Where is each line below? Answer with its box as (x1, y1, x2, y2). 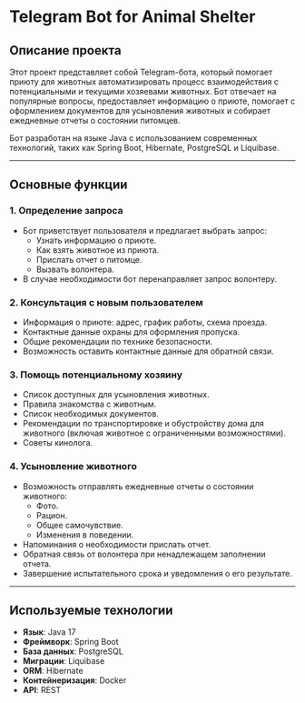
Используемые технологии (9, 602, 173, 618)
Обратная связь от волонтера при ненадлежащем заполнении (22, 548, 266, 559)
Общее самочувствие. (35, 519, 124, 530)
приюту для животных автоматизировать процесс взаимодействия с (9, 76, 280, 87)
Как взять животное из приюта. (35, 244, 160, 256)
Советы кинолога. (22, 437, 93, 448)
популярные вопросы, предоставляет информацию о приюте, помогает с (9, 95, 296, 106)
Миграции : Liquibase (22, 656, 105, 667)
